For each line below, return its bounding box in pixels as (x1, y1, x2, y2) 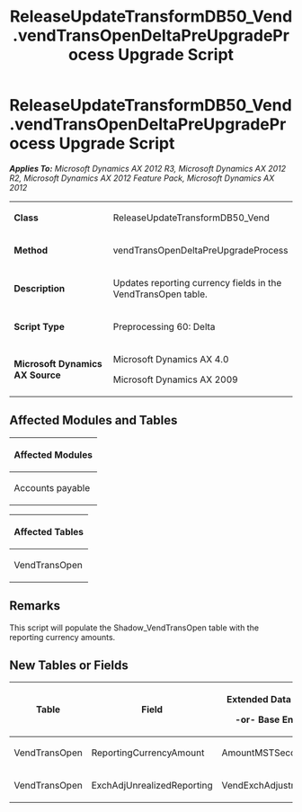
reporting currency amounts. (9, 631, 116, 642)
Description (13, 281, 66, 294)
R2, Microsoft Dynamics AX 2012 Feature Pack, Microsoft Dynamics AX (9, 173, 275, 183)
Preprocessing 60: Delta (112, 320, 216, 333)
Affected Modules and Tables (9, 413, 178, 428)
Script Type (13, 320, 65, 333)
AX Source (13, 369, 61, 381)
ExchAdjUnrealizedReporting (91, 780, 213, 792)
